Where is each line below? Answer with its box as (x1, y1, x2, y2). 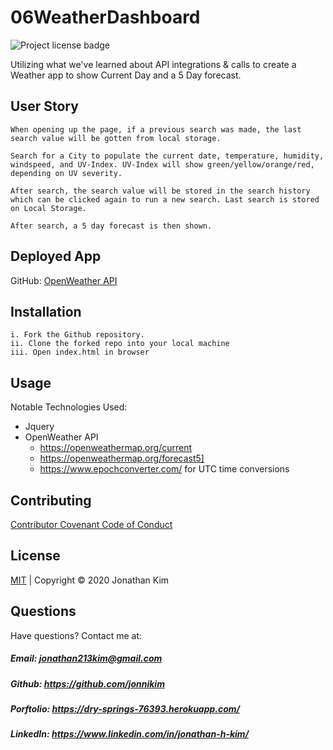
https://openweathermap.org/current (39, 442, 193, 454)
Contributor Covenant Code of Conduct (10, 519, 173, 530)
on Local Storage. (10, 203, 87, 213)
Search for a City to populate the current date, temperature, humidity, (10, 151, 325, 161)
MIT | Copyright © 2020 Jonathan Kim (10, 574, 170, 586)
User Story (10, 98, 79, 115)
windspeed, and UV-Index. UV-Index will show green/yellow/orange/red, (10, 159, 315, 170)
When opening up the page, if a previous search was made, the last (10, 124, 302, 135)
